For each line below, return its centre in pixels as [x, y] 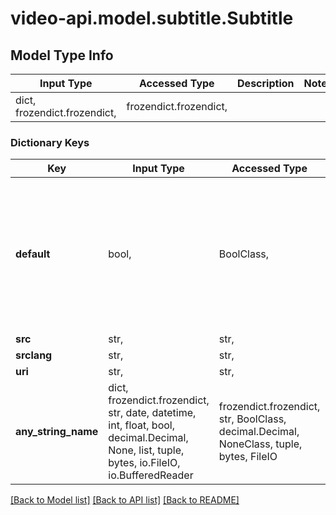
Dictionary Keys [50, 142]
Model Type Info [62, 55]
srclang [34, 355]
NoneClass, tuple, [260, 444]
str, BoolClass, [252, 419]
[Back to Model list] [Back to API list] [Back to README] [125, 500]
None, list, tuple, [146, 450]
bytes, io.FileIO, [144, 463]
